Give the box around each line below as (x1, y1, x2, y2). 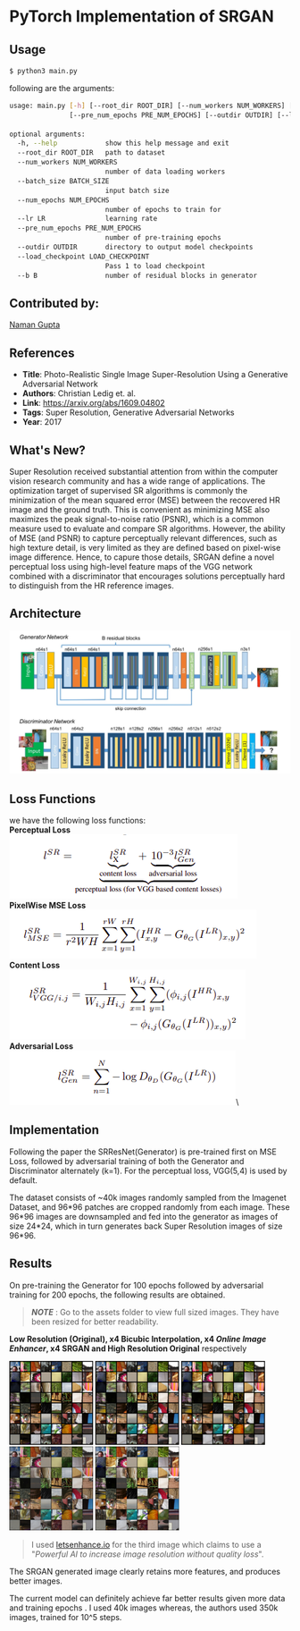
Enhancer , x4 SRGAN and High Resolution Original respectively (9, 1343, 247, 1354)
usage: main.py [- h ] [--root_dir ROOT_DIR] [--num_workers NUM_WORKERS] (9, 101, 286, 110)
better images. (9, 1576, 62, 1586)
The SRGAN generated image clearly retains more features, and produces (9, 1566, 281, 1576)
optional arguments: (9, 130, 87, 139)
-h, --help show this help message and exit (17, 139, 229, 148)
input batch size (104, 186, 170, 195)
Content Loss (9, 959, 61, 970)
